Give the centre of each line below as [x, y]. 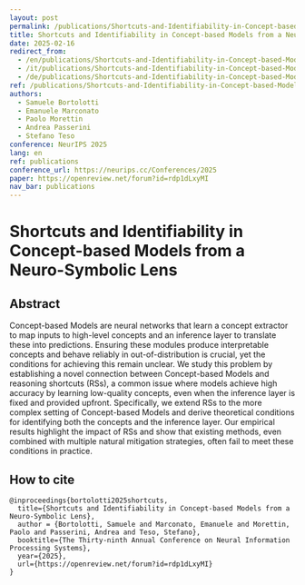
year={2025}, [42, 556]
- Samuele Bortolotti [59, 102]
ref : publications [44, 161]
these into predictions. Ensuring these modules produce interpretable [139, 345]
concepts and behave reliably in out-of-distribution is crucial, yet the [138, 354]
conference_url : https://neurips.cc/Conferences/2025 [113, 170]
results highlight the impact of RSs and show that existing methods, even [146, 431]
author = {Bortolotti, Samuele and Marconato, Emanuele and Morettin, [154, 524]
